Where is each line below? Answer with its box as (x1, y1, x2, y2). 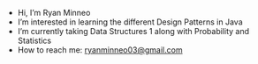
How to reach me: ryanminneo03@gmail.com (17, 45, 183, 55)
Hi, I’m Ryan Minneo (17, 8, 91, 18)
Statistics (17, 35, 52, 46)
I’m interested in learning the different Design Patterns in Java (17, 17, 243, 27)
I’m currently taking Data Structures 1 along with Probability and (17, 26, 250, 36)
